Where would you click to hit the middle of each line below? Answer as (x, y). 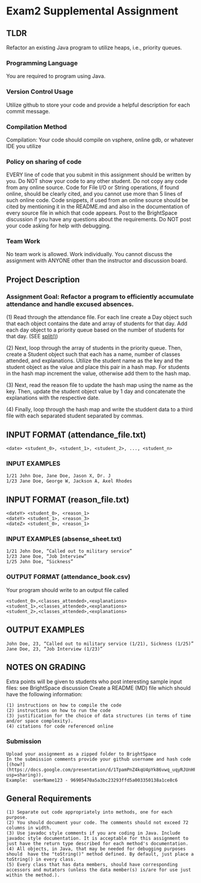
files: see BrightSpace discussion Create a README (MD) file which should (99, 688)
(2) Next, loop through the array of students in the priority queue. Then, (94, 348)
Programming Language (42, 63)
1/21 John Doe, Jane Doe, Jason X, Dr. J (59, 476)
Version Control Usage (40, 92)
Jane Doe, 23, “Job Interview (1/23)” (54, 649)
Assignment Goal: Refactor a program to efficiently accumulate (100, 296)
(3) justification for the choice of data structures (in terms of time (99, 716)
